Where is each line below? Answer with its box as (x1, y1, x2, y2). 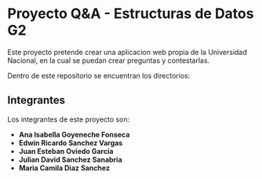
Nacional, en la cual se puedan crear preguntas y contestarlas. (7, 56, 210, 65)
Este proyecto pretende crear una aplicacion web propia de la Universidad (7, 47, 248, 57)
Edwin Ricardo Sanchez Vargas (18, 138, 123, 148)
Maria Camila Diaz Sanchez (18, 163, 111, 173)
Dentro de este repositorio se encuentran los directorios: (7, 71, 191, 80)
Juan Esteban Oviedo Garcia (18, 146, 114, 155)
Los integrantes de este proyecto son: (7, 115, 130, 124)
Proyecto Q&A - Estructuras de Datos (7, 5, 254, 23)
